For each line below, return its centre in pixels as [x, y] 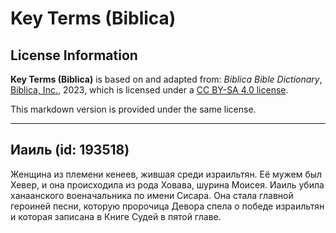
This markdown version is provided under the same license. [133, 109]
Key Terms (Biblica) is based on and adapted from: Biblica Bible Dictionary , [166, 79]
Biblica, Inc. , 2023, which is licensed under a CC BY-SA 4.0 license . [149, 90]
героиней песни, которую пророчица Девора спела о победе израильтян [167, 206]
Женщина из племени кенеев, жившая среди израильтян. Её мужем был [166, 174]
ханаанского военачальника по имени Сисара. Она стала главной [152, 195]
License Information [74, 55]
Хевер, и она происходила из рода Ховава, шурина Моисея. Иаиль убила [167, 184]
